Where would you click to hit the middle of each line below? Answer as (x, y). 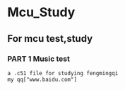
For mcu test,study (50, 39)
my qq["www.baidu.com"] (42, 79)
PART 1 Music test (39, 59)
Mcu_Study (41, 12)
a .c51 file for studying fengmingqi (63, 73)
